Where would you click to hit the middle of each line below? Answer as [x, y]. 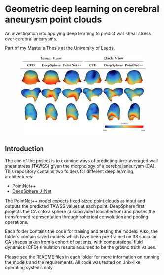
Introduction [25, 149]
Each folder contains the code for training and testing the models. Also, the [82, 231]
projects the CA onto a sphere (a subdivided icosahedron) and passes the [80, 212]
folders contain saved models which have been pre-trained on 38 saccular [81, 237]
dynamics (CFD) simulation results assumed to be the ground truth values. [81, 247]
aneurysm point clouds [54, 20]
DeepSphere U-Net [32, 191]
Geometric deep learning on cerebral [82, 9]
